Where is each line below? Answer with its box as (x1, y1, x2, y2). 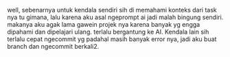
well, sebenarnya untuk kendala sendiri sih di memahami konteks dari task (7, 6, 218, 14)
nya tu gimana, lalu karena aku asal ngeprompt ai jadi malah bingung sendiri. (7, 13, 224, 21)
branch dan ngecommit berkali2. (7, 43, 100, 50)
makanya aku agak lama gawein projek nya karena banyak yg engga (7, 21, 200, 28)
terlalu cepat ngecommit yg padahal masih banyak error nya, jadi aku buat (7, 35, 217, 43)
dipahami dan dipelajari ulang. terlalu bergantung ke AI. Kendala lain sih (7, 27, 209, 36)
